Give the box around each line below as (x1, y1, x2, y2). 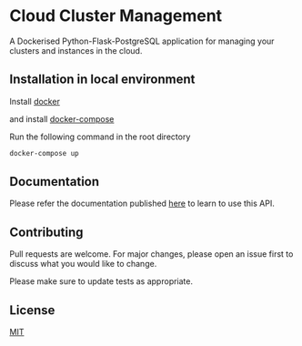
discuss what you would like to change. (9, 259, 157, 270)
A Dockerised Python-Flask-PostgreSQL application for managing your (9, 36, 275, 46)
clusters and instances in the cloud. (9, 45, 143, 56)
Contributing (9, 224, 84, 239)
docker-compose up (9, 148, 79, 158)
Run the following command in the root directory (9, 131, 191, 142)
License (9, 302, 55, 318)
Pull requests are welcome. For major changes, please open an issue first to (9, 249, 294, 259)
